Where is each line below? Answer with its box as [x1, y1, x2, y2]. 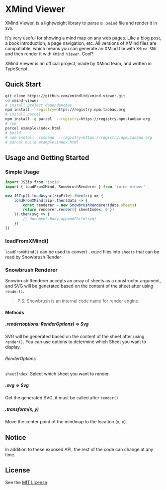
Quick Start [5, 80, 41, 89]
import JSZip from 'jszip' [5, 180, 61, 185]
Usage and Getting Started [5, 153, 89, 162]
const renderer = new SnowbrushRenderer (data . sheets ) [23, 203, 137, 208]
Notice [5, 433, 26, 442]
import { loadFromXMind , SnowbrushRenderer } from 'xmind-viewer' [5, 184, 146, 189]
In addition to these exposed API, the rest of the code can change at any [5, 446, 154, 452]
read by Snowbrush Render [5, 254, 61, 260]
